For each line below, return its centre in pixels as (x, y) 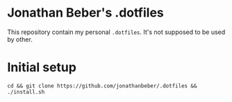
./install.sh (26, 92)
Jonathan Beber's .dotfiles (86, 13)
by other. (20, 39)
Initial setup (42, 68)
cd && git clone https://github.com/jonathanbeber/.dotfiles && (102, 86)
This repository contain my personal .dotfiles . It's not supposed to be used (116, 32)
